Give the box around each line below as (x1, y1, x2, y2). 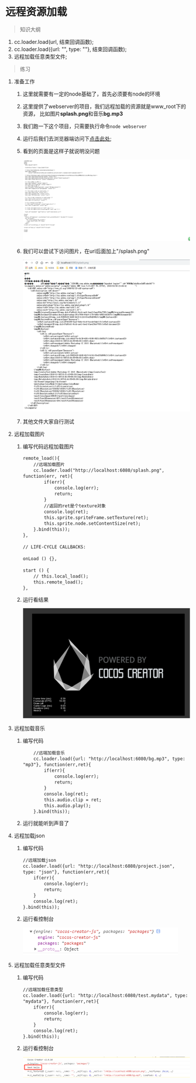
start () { (22, 567, 50, 573)
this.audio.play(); (43, 803, 91, 809)
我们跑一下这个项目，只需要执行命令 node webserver (22, 123, 147, 130)
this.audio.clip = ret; (43, 797, 102, 803)
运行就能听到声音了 (22, 819, 70, 827)
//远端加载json (22, 857, 57, 863)
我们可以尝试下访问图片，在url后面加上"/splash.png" (22, 247, 150, 255)
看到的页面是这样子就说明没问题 (22, 147, 100, 154)
